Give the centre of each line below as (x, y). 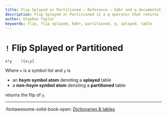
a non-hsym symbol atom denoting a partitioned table (69, 85)
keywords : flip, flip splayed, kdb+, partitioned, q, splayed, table (79, 24)
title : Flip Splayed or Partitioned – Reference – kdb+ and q (71, 10)
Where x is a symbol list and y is (38, 70)
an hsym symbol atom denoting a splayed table (62, 80)
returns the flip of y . (25, 95)
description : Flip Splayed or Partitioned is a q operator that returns (82, 14)
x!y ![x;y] (20, 61)
